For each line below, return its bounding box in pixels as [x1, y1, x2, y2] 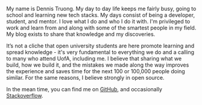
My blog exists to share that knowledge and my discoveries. [6, 31, 156, 38]
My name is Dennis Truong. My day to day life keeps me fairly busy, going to [6, 5, 197, 12]
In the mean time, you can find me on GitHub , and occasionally [6, 86, 163, 92]
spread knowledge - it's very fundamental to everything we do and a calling [6, 49, 195, 56]
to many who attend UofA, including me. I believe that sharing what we [6, 55, 182, 62]
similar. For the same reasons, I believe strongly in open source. [6, 74, 165, 81]
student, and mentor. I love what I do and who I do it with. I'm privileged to [6, 18, 191, 25]
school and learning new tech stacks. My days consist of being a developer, [6, 11, 195, 19]
